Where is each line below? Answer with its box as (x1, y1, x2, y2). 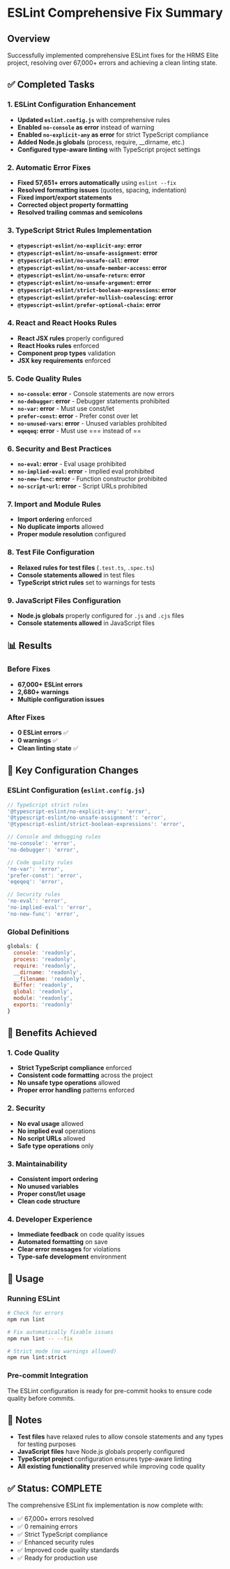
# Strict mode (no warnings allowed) (7, 1348, 117, 1355)
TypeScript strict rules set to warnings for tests (17, 578, 155, 587)
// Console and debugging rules (7, 834, 101, 841)
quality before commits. (7, 1394, 75, 1402)
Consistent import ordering (17, 1175, 99, 1183)
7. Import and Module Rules (7, 500, 101, 509)
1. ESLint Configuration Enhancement (7, 100, 136, 110)
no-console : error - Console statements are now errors (17, 389, 175, 398)
